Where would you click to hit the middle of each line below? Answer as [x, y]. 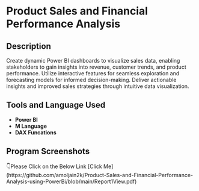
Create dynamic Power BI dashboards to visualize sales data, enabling [93, 61]
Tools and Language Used [56, 105]
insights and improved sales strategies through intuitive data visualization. [98, 86]
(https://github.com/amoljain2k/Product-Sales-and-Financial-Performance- [100, 175]
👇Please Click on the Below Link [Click [54, 166]
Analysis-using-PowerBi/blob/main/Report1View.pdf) [72, 181]
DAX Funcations [36, 132]
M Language [31, 126]
